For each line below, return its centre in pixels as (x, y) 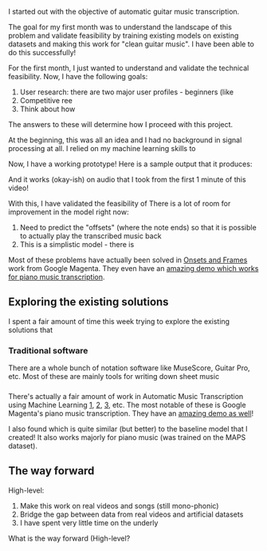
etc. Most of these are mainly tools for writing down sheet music (114, 377)
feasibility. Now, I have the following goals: (78, 76)
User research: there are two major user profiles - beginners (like (126, 92)
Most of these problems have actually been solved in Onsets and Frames (128, 260)
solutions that (31, 329)
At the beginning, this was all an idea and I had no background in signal (125, 140)
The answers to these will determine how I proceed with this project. (121, 124)
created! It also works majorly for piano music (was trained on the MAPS (127, 437)
